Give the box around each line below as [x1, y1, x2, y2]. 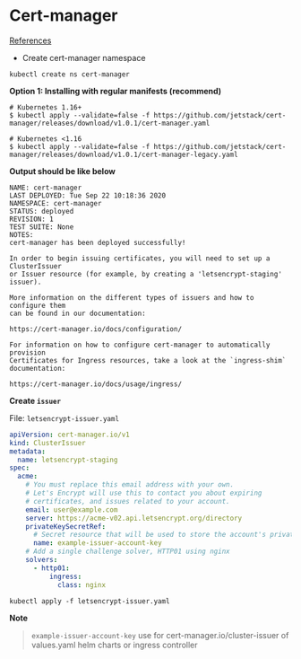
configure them [9, 301, 66, 310]
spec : [9, 463, 30, 472]
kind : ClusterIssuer [9, 438, 87, 447]
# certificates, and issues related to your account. [25, 496, 230, 505]
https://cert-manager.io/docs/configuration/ [9, 324, 182, 333]
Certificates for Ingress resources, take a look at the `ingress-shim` [9, 356, 287, 365]
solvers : [25, 556, 58, 565]
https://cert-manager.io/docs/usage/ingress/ [9, 379, 182, 389]
